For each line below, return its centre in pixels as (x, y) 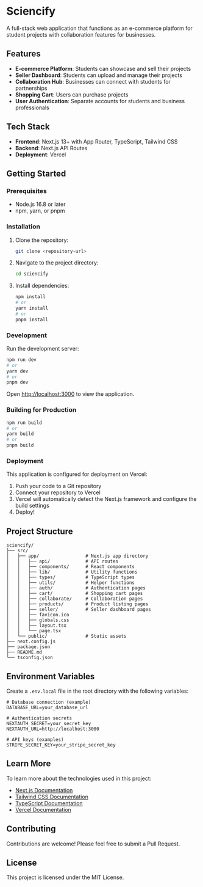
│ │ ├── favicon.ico (38, 615)
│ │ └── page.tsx (34, 631)
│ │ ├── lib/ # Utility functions (72, 572)
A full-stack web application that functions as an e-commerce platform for (100, 28)
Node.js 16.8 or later (40, 204)
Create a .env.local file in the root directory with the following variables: (98, 691)
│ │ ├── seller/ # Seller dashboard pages (79, 610)
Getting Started (36, 173)
